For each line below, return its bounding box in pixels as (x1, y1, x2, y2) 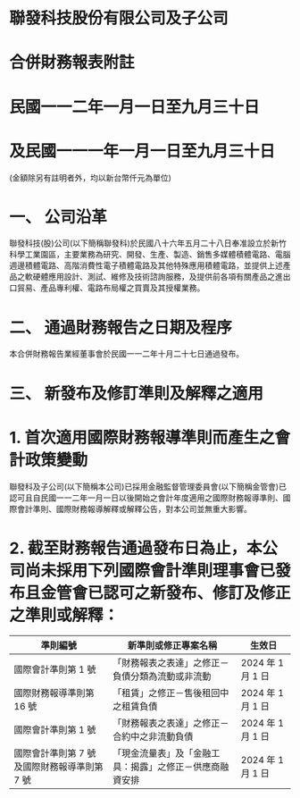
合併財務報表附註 (9, 53, 136, 72)
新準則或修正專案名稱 (128, 640, 218, 652)
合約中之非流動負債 (112, 730, 194, 743)
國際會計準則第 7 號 (13, 747, 96, 760)
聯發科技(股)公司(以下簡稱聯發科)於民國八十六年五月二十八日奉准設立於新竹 (9, 238, 287, 248)
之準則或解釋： (9, 605, 120, 626)
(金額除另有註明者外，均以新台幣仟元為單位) (9, 172, 172, 183)
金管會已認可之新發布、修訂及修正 (40, 583, 292, 603)
